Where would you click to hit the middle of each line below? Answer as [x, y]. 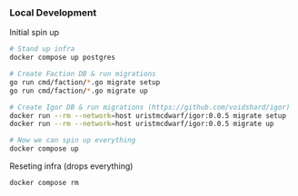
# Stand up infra [42, 49]
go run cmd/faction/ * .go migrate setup [85, 82]
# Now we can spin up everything [73, 141]
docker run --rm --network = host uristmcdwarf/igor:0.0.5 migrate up [142, 124]
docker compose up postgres [63, 58]
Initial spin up [34, 33]
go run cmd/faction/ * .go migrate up [79, 91]
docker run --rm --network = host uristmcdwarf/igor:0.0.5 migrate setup [148, 115]
